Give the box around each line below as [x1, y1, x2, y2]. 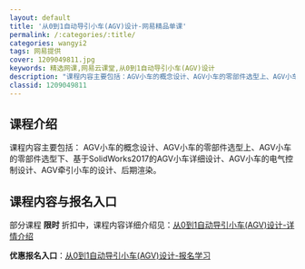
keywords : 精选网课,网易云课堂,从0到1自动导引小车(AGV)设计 [9, 64, 215, 73]
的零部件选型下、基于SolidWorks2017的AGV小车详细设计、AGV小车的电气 [9, 153, 286, 164]
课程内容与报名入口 [9, 194, 117, 209]
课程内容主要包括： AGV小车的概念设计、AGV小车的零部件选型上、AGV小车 [9, 142, 292, 153]
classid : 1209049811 [9, 81, 88, 90]
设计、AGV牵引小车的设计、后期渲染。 [16, 165, 162, 176]
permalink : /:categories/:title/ [9, 30, 136, 39]
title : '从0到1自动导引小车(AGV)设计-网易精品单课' [9, 22, 187, 31]
